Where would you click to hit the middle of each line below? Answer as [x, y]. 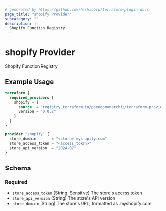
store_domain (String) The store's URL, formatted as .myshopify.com [82, 203]
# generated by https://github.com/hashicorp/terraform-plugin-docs [77, 10]
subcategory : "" [22, 19]
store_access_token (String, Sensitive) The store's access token [77, 193]
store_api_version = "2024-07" [43, 148]
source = [28, 107]
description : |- [22, 23]
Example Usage [30, 82]
